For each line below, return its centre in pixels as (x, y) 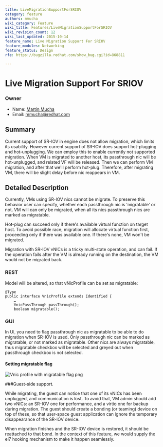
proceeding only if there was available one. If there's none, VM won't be (77, 235)
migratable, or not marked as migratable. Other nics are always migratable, (80, 342)
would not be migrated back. (34, 260)
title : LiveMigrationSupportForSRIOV (43, 10)
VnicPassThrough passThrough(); (46, 305)
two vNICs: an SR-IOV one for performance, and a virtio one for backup (77, 404)
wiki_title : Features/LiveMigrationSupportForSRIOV (58, 28)
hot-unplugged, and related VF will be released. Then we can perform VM (79, 162)
